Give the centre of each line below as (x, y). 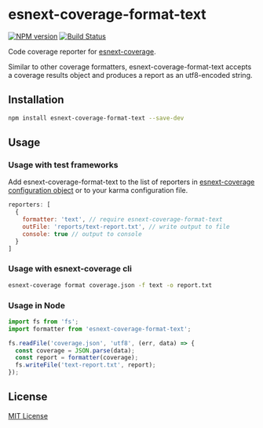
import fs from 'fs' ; (44, 321)
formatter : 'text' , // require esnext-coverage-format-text (122, 220)
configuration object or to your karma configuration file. (98, 190)
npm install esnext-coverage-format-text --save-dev (96, 118)
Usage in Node (37, 305)
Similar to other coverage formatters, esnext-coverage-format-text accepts (130, 66)
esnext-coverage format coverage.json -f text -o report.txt (110, 285)
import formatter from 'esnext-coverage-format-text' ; (100, 329)
